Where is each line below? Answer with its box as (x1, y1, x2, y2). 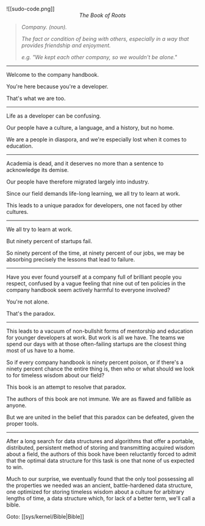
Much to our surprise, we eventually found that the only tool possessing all (6, 475, 194, 482)
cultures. (6, 208, 29, 215)
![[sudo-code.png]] (6, 5, 55, 12)
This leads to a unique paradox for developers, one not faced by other (6, 202, 182, 209)
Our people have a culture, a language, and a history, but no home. (6, 124, 174, 131)
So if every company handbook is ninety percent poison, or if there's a (6, 359, 184, 366)
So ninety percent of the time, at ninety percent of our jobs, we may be (6, 249, 185, 257)
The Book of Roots (79, 12, 126, 19)
